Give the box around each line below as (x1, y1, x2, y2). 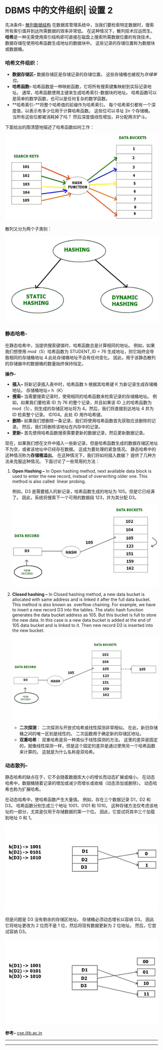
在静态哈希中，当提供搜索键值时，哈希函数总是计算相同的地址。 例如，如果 (5, 342, 155, 348)
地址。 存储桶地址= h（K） (12, 387, 65, 393)
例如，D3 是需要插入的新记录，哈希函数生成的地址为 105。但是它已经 (12, 488, 151, 494)
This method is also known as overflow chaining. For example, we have (12, 601, 156, 608)
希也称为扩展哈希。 (5, 786, 44, 792)
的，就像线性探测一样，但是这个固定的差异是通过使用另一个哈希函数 (19, 743, 156, 748)
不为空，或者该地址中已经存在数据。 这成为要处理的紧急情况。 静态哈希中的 (5, 446, 156, 452)
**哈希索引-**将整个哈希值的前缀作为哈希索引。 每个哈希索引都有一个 (12, 102, 152, 108)
